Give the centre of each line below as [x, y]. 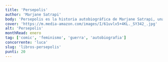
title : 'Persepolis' [27, 10]
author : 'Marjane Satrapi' [33, 14]
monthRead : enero [23, 33]
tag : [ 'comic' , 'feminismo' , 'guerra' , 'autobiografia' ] [66, 38]
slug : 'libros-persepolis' [33, 47]
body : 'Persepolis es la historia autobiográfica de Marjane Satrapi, [80, 19]
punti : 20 [15, 51]
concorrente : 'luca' [27, 42]
